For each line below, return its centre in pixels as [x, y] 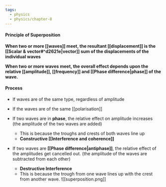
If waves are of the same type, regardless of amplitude [68, 99]
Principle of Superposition [33, 35]
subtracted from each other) [41, 159]
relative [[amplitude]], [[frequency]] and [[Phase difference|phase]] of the [83, 71]
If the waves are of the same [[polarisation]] [57, 109]
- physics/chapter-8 [31, 19]
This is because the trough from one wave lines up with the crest [86, 174]
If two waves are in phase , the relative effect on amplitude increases [83, 118]
